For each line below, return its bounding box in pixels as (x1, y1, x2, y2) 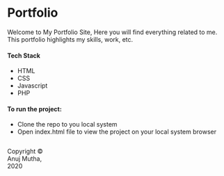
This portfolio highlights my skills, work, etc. (7, 35, 134, 43)
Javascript (17, 81, 48, 90)
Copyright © (7, 147, 43, 156)
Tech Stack (7, 51, 40, 60)
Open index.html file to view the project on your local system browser (17, 127, 217, 136)
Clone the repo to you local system (17, 120, 118, 129)
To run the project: (7, 104, 63, 113)
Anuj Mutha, (7, 154, 42, 163)
